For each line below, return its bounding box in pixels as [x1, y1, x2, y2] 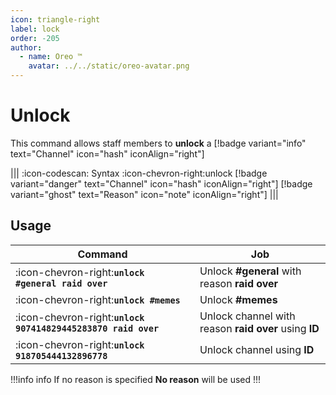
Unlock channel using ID [199, 342, 315, 356]
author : [10, 42, 43, 53]
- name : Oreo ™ [19, 52, 83, 62]
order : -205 [10, 33, 60, 43]
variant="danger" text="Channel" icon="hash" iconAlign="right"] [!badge [10, 177, 313, 190]
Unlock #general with [199, 264, 302, 278]
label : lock [10, 24, 60, 34]
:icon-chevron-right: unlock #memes [15, 292, 181, 306]
